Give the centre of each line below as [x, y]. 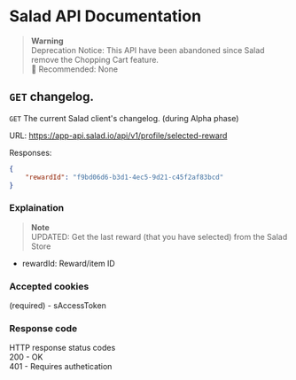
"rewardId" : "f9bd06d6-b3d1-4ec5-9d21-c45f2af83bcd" [125, 177]
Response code [43, 328]
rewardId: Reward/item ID [68, 263]
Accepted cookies [49, 286]
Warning [47, 41]
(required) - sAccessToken [58, 305]
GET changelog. [52, 97]
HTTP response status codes [62, 348]
